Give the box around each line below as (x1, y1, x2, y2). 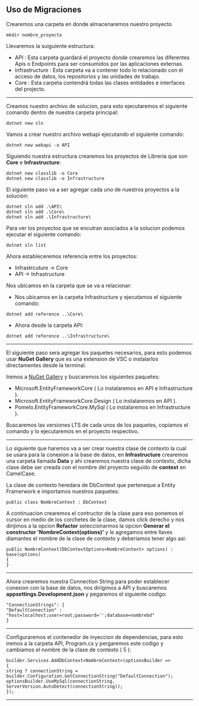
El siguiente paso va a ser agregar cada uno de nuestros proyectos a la (6, 186, 179, 193)
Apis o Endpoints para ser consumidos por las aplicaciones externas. (14, 60, 184, 67)
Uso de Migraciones (6, 5, 82, 15)
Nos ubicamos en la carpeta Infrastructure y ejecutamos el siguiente (14, 293, 182, 300)
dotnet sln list (6, 242, 46, 248)
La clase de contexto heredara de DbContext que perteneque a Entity (6, 481, 176, 488)
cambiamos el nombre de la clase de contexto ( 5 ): (6, 646, 131, 653)
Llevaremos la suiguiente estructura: (6, 42, 95, 49)
